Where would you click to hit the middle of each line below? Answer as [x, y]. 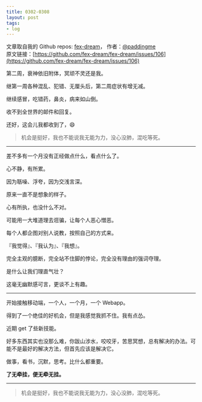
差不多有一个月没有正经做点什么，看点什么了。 [64, 156]
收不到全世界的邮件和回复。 [41, 112]
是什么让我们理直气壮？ [35, 272]
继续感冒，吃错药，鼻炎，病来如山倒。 [54, 99]
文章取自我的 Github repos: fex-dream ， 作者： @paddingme [81, 46]
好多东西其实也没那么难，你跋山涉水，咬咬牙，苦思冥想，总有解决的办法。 [98, 341]
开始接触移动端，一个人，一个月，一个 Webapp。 [67, 303]
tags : [13, 23]
